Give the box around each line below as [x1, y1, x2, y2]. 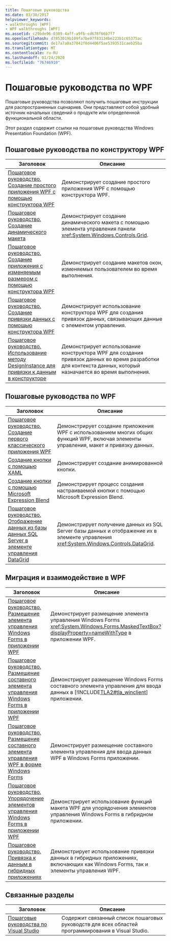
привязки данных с [8, 316, 55, 322]
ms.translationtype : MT [5, 46, 56, 51]
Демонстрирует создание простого [61, 178, 150, 186]
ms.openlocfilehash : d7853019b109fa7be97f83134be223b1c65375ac [5, 36, 142, 41]
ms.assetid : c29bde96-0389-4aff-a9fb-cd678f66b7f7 [5, 31, 115, 36]
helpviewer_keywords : [5, 17, 51, 22]
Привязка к [8, 854, 36, 861]
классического [8, 441, 45, 449]
